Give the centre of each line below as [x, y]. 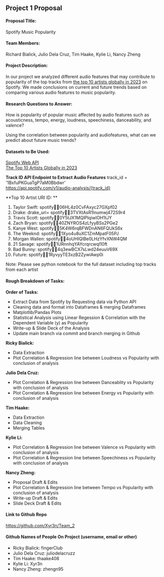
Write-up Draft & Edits [35, 498]
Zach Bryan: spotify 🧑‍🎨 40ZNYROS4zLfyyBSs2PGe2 [65, 223]
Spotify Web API [22, 163]
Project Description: [27, 65]
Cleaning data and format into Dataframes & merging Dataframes [79, 307]
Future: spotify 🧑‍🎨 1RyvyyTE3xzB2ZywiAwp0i [58, 255]
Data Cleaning [27, 422]
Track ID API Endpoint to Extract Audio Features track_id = [67, 178]
